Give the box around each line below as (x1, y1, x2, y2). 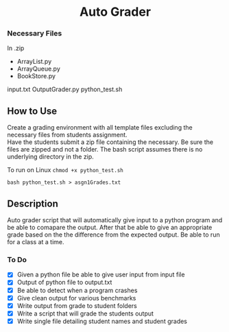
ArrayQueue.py (16, 64, 60, 73)
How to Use (7, 105, 58, 117)
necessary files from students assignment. (7, 131, 128, 139)
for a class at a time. (7, 238, 64, 246)
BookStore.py (16, 72, 56, 80)
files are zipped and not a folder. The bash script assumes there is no (7, 145, 203, 154)
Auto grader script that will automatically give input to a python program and (7, 216, 223, 224)
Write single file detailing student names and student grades (16, 317, 187, 325)
